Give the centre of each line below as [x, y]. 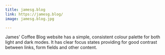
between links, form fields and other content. [51, 48]
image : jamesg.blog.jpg [30, 19]
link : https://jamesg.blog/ [34, 14]
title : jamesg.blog [25, 10]
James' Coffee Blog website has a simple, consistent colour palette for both [83, 37]
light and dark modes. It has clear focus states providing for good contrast [81, 42]
